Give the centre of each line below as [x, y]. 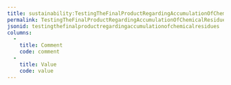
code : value [36, 71]
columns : [20, 33]
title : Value [38, 64]
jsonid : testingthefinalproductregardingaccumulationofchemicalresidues [113, 26]
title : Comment [41, 45]
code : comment [40, 52]
